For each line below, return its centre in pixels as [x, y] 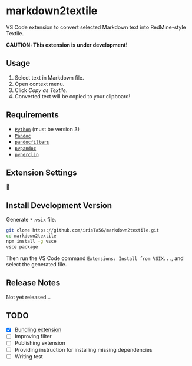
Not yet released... [29, 297]
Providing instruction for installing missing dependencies [83, 349]
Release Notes [33, 283]
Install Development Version [59, 205]
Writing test [29, 356]
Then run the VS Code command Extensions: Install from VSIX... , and [95, 258]
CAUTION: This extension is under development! [67, 45]
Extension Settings [42, 172]
